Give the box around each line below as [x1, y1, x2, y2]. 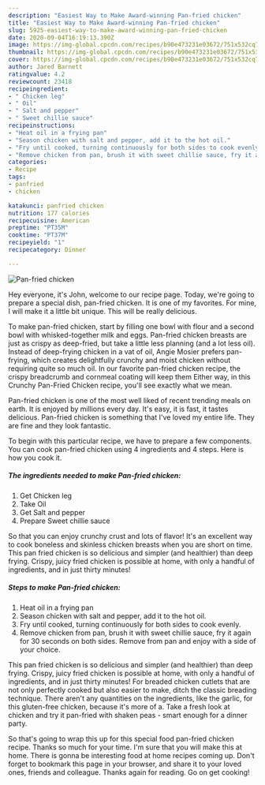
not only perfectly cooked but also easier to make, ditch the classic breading [8, 685, 257, 694]
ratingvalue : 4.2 [8, 70, 65, 78]
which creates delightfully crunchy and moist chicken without [31, 355, 231, 364]
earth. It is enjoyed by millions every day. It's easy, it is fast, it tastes [8, 404, 229, 413]
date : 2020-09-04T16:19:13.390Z [8, 33, 114, 42]
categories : [8, 159, 47, 166]
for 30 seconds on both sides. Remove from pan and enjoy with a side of [19, 636, 256, 645]
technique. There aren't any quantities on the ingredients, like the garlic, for [8, 693, 253, 703]
